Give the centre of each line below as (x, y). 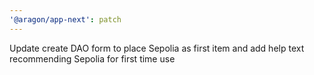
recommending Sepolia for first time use (92, 58)
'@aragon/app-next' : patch (65, 19)
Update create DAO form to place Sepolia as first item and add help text (157, 48)
